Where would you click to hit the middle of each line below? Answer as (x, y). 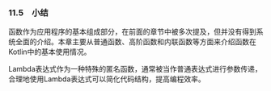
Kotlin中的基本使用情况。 (50, 52)
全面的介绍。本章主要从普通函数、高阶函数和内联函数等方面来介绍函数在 (135, 42)
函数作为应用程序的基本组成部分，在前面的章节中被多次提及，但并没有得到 (132, 32)
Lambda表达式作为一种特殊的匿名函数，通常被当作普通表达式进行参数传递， (135, 69)
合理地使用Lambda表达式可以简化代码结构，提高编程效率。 (107, 79)
